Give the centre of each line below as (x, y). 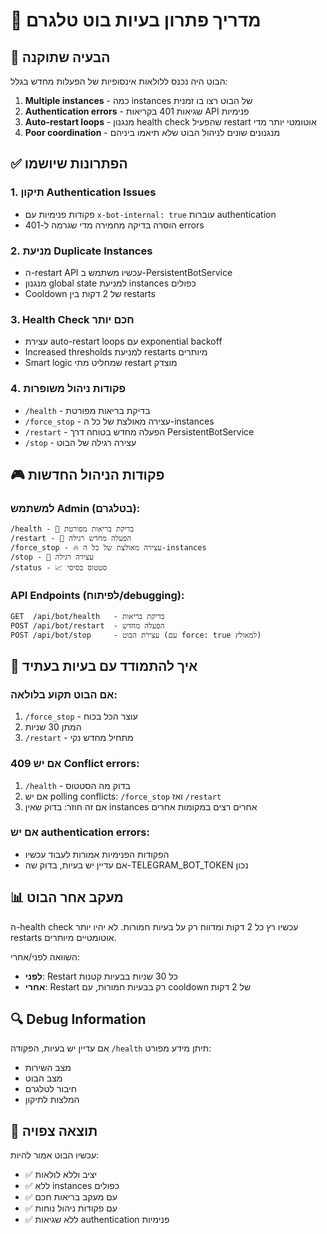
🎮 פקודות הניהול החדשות (87, 474)
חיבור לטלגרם (50, 1089)
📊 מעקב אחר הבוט (67, 897)
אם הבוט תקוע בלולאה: (64, 694)
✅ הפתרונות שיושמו (69, 164)
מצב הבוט (43, 1078)
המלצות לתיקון (52, 1100)
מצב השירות (48, 1068)
